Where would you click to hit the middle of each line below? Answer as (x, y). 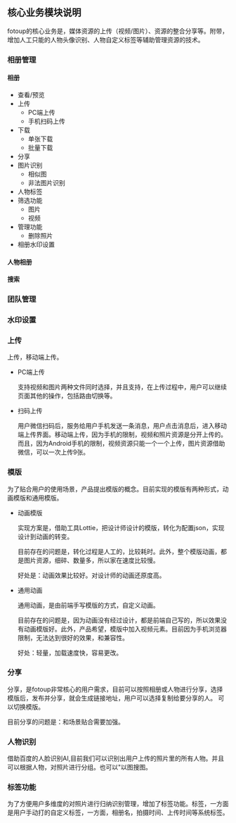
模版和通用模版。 (38, 498)
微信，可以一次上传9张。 (53, 452)
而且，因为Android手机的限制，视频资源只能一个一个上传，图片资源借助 (121, 444)
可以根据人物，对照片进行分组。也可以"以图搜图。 (80, 767)
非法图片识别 (46, 182)
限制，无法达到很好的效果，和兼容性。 (73, 637)
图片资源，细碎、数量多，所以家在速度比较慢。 (91, 560)
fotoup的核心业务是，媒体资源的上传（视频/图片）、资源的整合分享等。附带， (118, 31)
